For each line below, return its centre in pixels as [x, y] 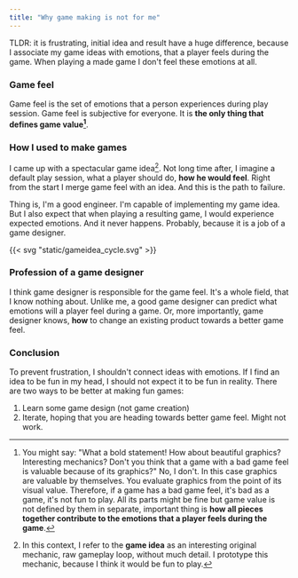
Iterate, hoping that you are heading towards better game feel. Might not [154, 417]
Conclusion [35, 352]
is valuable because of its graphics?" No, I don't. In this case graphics [149, 471]
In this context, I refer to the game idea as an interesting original [139, 545]
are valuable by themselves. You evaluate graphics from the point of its [152, 481]
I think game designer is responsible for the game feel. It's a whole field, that [149, 292]
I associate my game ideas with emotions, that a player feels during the [139, 52]
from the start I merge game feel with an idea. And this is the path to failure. [147, 186]
